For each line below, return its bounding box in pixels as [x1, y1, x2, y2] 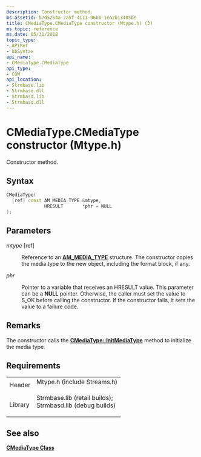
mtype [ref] [6, 242, 35, 249]
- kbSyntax [6, 49, 34, 55]
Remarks [6, 320, 41, 331]
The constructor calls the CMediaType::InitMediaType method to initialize [6, 336, 192, 344]
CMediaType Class [6, 444, 54, 452]
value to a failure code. [21, 303, 79, 310]
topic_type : [6, 37, 36, 43]
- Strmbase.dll [6, 88, 45, 94]
